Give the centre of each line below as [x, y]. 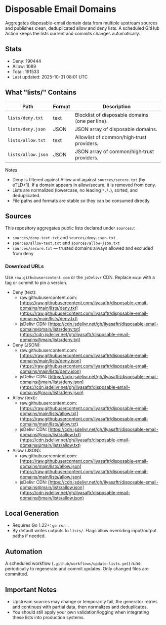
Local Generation [32, 514]
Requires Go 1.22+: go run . [41, 525]
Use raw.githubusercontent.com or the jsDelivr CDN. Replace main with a [80, 277]
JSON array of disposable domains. [116, 129]
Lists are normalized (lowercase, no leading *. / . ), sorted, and [75, 190]
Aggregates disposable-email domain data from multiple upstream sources [81, 23]
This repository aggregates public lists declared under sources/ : [70, 228]
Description [117, 106]
